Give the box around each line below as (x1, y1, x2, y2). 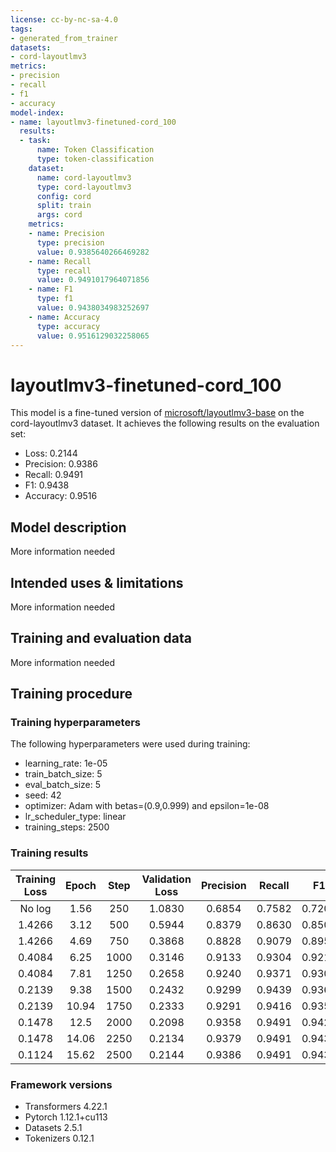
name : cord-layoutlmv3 (36, 172, 132, 183)
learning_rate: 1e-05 (24, 757, 108, 770)
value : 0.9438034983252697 (36, 303, 150, 313)
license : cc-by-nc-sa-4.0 (10, 14, 118, 25)
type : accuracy (36, 321, 101, 331)
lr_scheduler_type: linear (24, 811, 127, 823)
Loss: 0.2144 (24, 447, 78, 460)
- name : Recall (28, 256, 92, 266)
